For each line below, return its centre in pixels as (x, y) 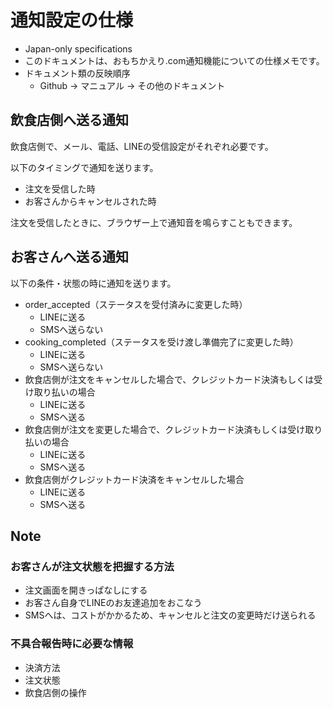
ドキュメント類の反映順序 (77, 73)
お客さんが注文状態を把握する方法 (92, 566)
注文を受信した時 (60, 188)
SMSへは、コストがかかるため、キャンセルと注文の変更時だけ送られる (170, 615)
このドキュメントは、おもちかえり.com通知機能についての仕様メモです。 (174, 60)
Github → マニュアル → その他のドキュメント (132, 85)
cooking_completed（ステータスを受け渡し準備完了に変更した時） (161, 342)
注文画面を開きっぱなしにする (86, 590)
